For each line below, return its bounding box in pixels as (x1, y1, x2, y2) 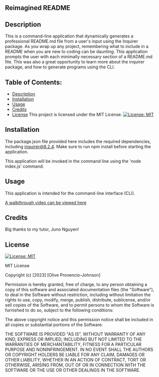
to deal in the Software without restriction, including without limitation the (5, 292, 151, 298)
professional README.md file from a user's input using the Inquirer (5, 38, 138, 44)
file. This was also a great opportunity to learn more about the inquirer (5, 59, 145, 65)
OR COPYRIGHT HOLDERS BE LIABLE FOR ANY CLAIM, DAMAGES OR (5, 352, 145, 358)
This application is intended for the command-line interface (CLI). (5, 190, 135, 196)
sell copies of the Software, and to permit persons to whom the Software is (5, 302, 155, 308)
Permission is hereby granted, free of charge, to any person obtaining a (5, 282, 147, 287)
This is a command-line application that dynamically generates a (5, 33, 134, 39)
